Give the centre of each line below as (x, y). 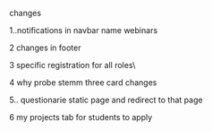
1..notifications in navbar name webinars (84, 30)
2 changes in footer (45, 48)
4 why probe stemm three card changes (83, 83)
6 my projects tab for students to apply (81, 117)
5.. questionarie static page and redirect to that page (106, 100)
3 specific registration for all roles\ (72, 65)
